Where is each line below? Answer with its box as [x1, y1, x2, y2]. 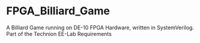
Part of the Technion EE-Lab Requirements [6, 30, 112, 37]
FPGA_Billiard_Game [6, 4, 110, 18]
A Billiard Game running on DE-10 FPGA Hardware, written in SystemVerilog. [6, 24, 194, 31]
